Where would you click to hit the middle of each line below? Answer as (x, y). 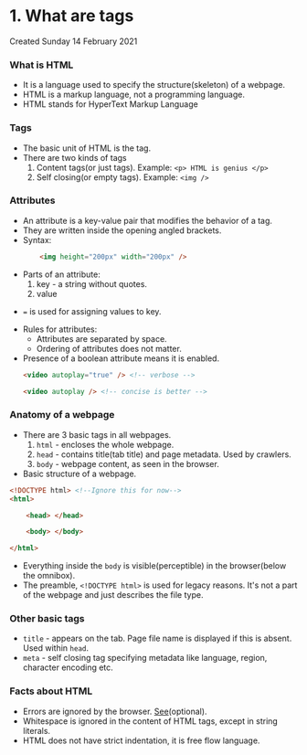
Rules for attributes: (60, 329)
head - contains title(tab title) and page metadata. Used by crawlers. (164, 454)
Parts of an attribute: (61, 274)
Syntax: (37, 239)
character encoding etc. (68, 667)
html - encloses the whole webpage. (105, 444)
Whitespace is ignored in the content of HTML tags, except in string (150, 721)
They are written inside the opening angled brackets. (122, 230)
